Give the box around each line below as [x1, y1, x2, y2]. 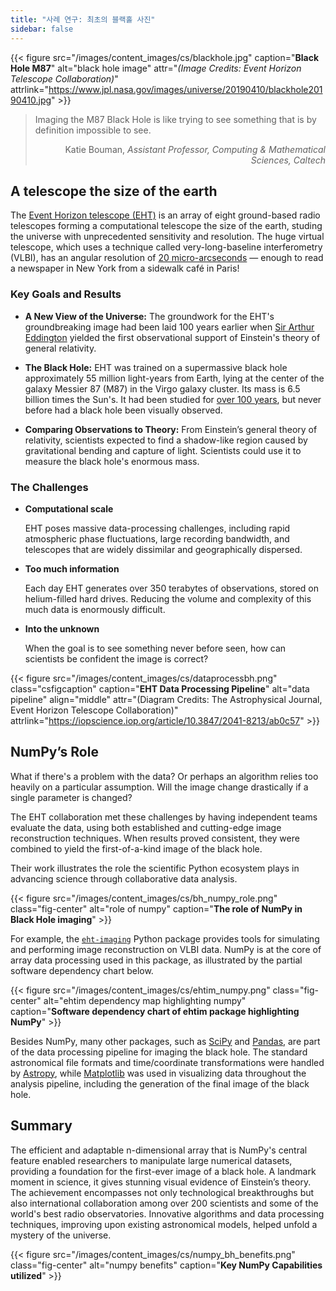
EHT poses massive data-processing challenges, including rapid [24, 522, 291, 534]
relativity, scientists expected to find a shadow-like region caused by [24, 434, 308, 446]
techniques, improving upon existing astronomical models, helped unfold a [10, 1218, 318, 1230]
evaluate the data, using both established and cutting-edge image [10, 821, 282, 833]
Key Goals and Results [10, 287, 122, 301]
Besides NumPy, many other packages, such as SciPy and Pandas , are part [10, 1035, 321, 1047]
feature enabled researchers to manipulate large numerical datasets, [10, 1154, 293, 1166]
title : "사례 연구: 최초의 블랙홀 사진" [10, 14, 156, 25]
